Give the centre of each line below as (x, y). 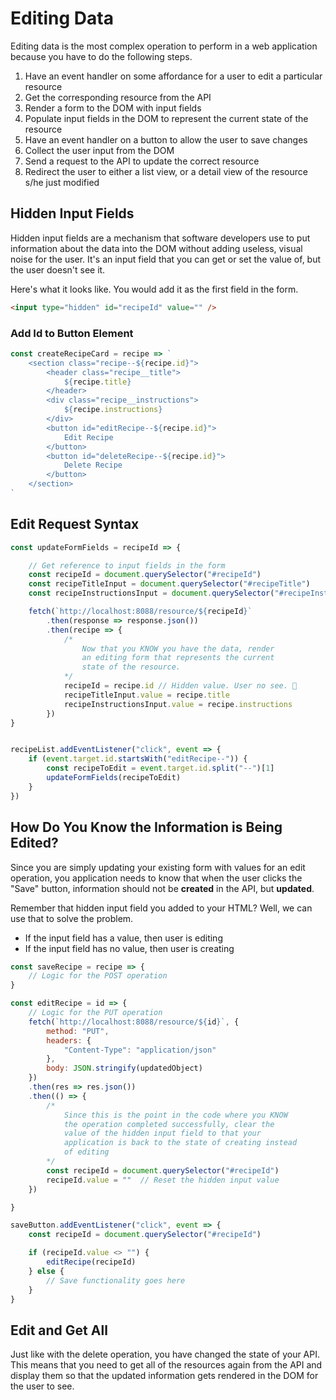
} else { (46, 1271)
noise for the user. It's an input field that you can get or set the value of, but (166, 259)
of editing (86, 1152)
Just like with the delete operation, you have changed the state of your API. (165, 1354)
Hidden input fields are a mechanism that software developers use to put (160, 238)
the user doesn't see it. (58, 269)
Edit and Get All (59, 1330)
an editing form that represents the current (178, 658)
